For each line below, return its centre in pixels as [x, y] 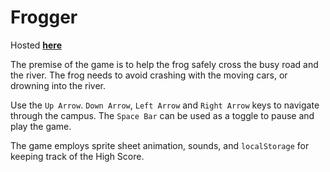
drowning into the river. [58, 85]
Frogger [44, 17]
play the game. [41, 126]
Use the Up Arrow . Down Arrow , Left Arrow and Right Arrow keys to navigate [165, 105]
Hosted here [36, 45]
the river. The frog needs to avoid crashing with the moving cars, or [149, 75]
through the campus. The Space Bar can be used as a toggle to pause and [162, 115]
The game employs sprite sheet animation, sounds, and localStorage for [160, 145]
